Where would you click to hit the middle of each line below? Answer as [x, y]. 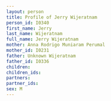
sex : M [14, 89]
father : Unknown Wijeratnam [41, 56]
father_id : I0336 [28, 61]
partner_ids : [22, 84]
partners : [18, 78]
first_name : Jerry [29, 28]
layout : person [25, 12]
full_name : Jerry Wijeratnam [42, 39]
